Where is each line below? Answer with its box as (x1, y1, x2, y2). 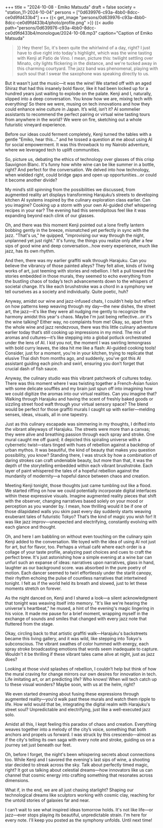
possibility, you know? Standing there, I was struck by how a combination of (5, 452, 157, 458)
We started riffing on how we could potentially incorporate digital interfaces (5, 488, 157, 493)
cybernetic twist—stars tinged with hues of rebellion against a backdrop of (5, 442, 155, 448)
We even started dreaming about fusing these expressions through (5, 691, 139, 696)
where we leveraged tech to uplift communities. (5, 147, 101, 153)
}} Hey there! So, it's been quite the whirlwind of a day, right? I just (17, 45, 150, 50)
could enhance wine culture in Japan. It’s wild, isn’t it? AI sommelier (5, 106, 141, 112)
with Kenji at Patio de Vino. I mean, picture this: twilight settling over (17, 55, 153, 61)
